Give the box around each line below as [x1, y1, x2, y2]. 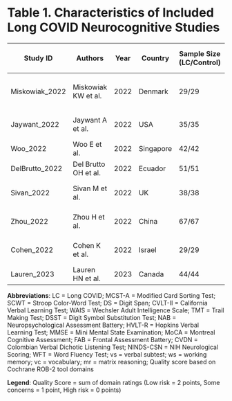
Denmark [138, 87, 169, 96]
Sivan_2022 [10, 188, 50, 197]
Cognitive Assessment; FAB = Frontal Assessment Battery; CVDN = [7, 335, 198, 344]
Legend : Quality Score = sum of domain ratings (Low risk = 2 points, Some [7, 378, 220, 386]
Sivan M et [72, 184, 108, 193]
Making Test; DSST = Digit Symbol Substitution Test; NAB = [7, 313, 177, 321]
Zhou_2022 [10, 216, 48, 226]
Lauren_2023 [10, 269, 55, 278]
